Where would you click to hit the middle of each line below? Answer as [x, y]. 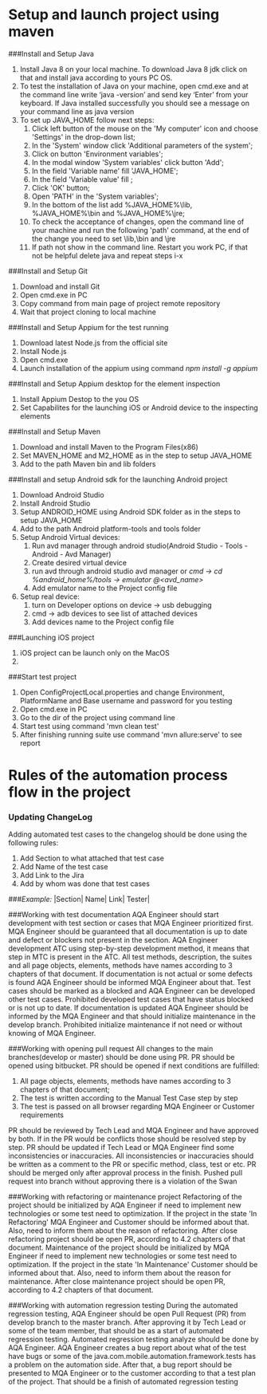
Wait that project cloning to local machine [88, 312]
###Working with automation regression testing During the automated [123, 1305]
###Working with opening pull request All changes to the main [111, 1049]
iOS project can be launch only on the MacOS [94, 652]
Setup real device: [49, 597]
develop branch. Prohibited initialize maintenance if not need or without [126, 1025]
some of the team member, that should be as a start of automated [116, 1331]
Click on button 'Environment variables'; [97, 154]
